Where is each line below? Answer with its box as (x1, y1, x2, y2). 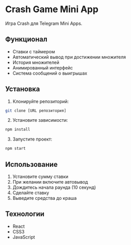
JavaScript (12, 234, 35, 240)
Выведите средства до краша (12, 195, 77, 201)
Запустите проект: (12, 136, 52, 143)
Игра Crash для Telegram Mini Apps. (5, 20, 83, 26)
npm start (5, 146, 26, 151)
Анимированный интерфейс (12, 64, 73, 71)
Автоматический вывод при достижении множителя (12, 54, 126, 60)
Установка (5, 85, 40, 93)
